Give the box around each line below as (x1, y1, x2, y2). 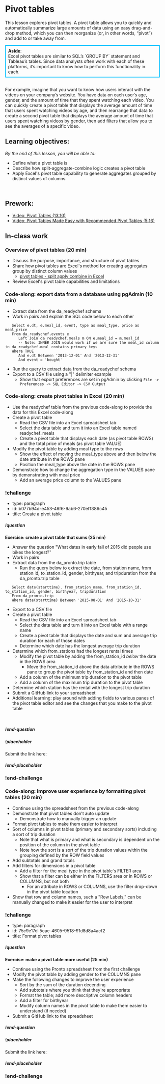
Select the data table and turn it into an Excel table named (19, 425, 137, 431)
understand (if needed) (19, 1008, 67, 1014)
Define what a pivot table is (12, 160, 68, 166)
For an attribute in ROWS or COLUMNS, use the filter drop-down (27, 883, 158, 889)
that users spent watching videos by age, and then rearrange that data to (5, 107, 153, 113)
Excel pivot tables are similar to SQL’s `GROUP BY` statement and (8, 53, 140, 59)
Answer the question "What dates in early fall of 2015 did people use (12, 544, 151, 550)
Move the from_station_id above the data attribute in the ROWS (27, 664, 155, 670)
